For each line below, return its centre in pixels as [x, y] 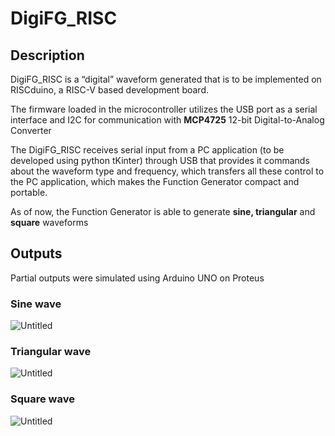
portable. [29, 192]
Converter [31, 130]
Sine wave [36, 304]
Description [47, 55]
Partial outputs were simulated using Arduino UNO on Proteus [137, 278]
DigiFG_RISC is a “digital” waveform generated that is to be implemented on [166, 79]
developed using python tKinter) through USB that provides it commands [160, 160]
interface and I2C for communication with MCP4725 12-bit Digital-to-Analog [167, 120]
